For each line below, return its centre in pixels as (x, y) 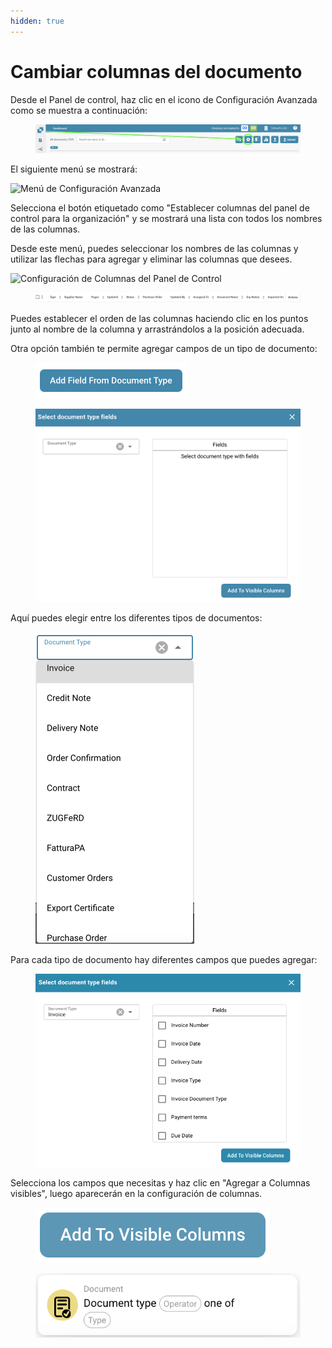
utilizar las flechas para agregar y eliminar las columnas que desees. (151, 259)
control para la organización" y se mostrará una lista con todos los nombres (166, 219)
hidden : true (37, 21)
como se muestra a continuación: (79, 110)
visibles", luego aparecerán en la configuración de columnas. (136, 1193)
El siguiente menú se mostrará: (74, 169)
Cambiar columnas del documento (156, 71)
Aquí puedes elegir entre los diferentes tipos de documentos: (136, 617)
